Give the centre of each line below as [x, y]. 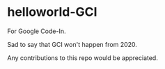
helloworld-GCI [52, 12]
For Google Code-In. [37, 31]
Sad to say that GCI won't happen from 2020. [72, 44]
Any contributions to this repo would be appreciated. [82, 58]
